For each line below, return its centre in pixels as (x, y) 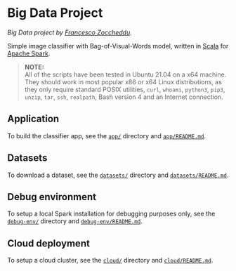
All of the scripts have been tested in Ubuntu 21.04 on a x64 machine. (125, 74)
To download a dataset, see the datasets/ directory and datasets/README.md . (118, 175)
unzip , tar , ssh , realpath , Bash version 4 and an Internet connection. (124, 97)
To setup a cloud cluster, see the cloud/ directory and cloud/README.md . (110, 260)
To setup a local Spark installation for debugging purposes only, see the (111, 214)
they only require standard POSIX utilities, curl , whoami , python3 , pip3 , (125, 89)
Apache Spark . (29, 53)
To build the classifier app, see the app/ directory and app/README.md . (106, 135)
